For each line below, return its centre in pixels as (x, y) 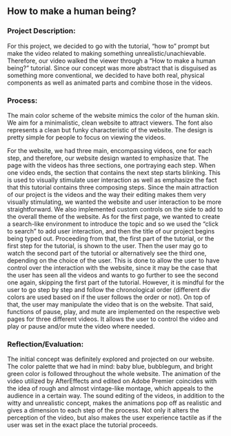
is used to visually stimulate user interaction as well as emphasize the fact (112, 180)
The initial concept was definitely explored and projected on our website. (111, 359)
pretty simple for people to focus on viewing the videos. (87, 137)
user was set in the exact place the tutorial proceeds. (83, 425)
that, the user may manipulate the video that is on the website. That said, (110, 304)
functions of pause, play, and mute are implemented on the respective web (114, 311)
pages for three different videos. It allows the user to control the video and (113, 319)
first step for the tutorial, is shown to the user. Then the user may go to (108, 246)
